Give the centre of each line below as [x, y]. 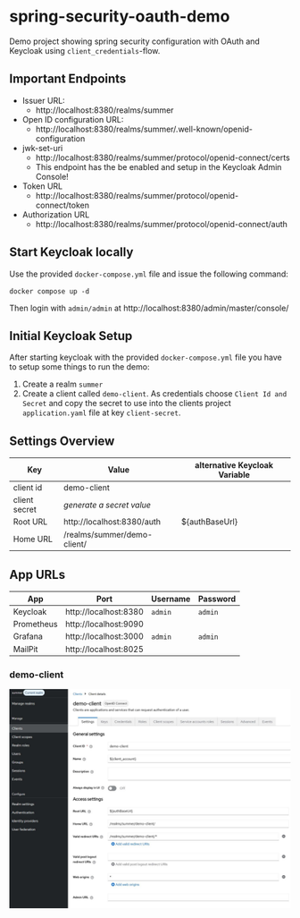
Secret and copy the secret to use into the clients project [127, 404]
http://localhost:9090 [105, 624]
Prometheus [35, 624]
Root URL [30, 522]
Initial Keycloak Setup [71, 336]
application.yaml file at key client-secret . [101, 412]
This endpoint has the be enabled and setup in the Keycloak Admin [158, 166]
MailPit [25, 649]
